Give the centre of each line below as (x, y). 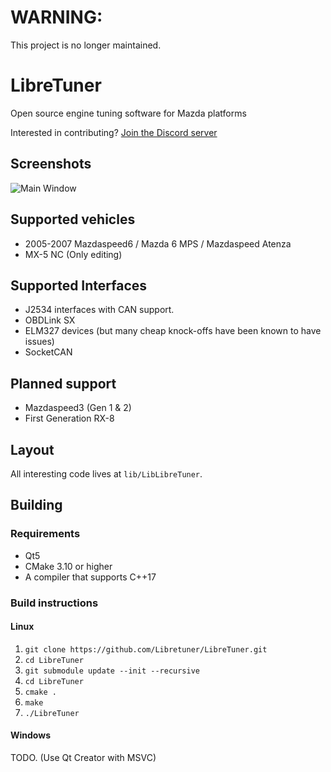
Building (36, 505)
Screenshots (51, 164)
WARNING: (56, 17)
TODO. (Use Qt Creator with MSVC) (83, 757)
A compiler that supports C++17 (90, 577)
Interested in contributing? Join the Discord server (114, 132)
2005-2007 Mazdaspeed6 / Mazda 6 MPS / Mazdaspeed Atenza (158, 243)
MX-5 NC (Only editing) (73, 254)
